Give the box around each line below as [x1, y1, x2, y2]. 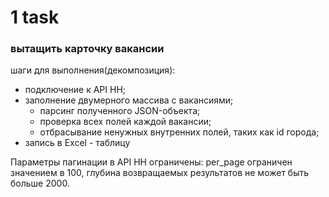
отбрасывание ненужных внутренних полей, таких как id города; [39, 126, 320, 138]
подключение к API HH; [24, 84, 127, 96]
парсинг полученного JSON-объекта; [39, 105, 201, 117]
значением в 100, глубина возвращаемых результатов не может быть [10, 167, 310, 179]
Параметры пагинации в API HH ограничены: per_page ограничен [10, 156, 293, 168]
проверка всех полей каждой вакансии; [39, 116, 212, 128]
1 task [10, 6, 60, 29]
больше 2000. [10, 177, 70, 190]
